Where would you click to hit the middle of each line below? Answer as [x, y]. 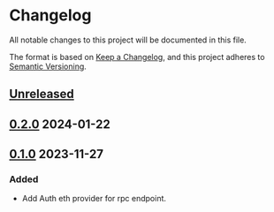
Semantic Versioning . [48, 66]
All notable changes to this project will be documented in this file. [128, 40]
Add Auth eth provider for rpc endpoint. [94, 199]
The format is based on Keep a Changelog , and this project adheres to [137, 57]
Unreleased [42, 94]
